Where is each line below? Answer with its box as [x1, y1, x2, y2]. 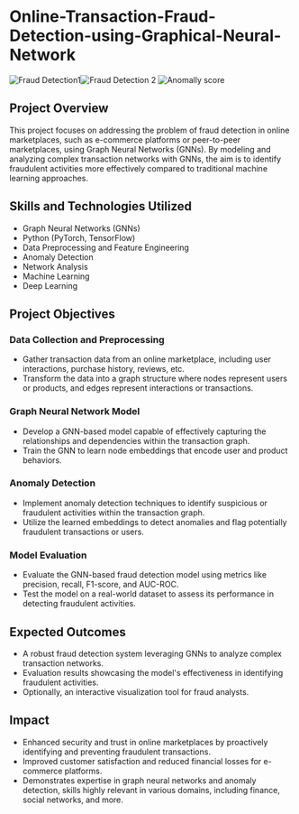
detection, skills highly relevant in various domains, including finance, [22, 784, 281, 795]
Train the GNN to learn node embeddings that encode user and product [22, 445, 288, 456]
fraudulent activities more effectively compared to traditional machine [9, 162, 268, 173]
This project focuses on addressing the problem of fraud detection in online [9, 125, 290, 135]
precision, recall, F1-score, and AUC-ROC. [22, 579, 179, 590]
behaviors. [22, 454, 62, 466]
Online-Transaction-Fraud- [9, 6, 216, 27]
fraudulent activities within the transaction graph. [22, 507, 205, 518]
